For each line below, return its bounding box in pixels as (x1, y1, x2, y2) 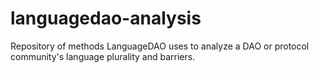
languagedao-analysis (10, 7, 202, 30)
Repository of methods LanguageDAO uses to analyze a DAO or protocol (10, 40, 310, 52)
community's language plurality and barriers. (10, 50, 196, 62)
